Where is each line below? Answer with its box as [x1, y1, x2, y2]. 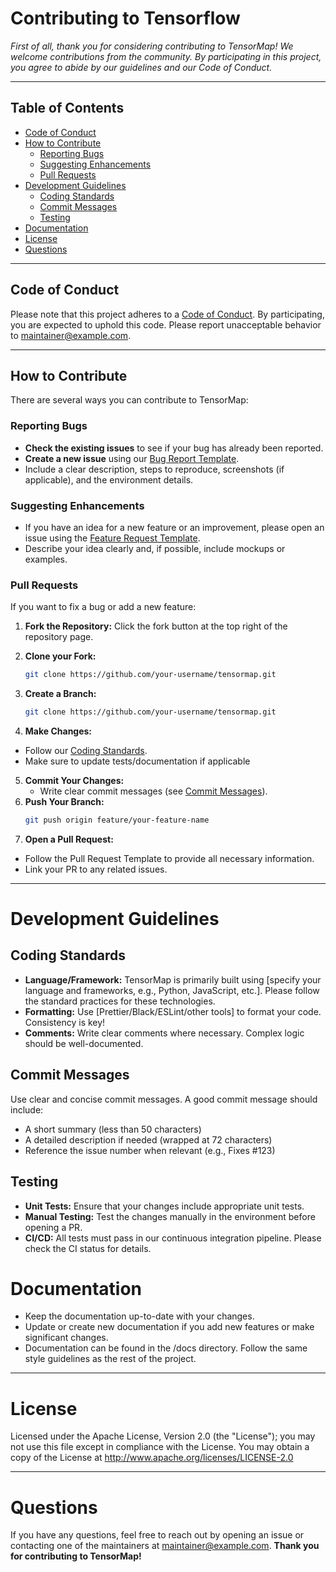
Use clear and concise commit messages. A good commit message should [10, 1093, 318, 1105]
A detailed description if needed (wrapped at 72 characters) [24, 1133, 273, 1146]
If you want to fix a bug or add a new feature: [10, 601, 197, 613]
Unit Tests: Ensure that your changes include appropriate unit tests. [24, 1200, 305, 1212]
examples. [24, 553, 68, 565]
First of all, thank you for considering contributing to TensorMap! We [10, 40, 294, 52]
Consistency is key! [24, 1016, 106, 1028]
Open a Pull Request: [24, 833, 114, 845]
